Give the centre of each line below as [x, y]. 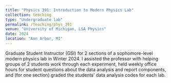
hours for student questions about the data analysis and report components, [86, 69]
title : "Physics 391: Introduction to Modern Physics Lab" [70, 10]
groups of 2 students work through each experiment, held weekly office [81, 64]
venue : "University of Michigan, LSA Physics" [56, 29]
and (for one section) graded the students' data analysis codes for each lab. [85, 75]
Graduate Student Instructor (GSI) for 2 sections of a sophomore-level [79, 53]
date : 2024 [17, 34]
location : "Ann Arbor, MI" [34, 39]
